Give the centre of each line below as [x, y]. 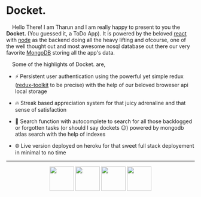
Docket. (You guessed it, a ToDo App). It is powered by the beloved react [97, 33]
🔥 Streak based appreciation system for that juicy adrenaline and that [100, 103]
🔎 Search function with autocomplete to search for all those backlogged [103, 121]
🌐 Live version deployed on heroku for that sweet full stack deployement [104, 145]
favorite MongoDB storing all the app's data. [61, 52]
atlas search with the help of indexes [60, 134]
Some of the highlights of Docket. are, [59, 64]
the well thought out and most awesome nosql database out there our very [98, 46]
